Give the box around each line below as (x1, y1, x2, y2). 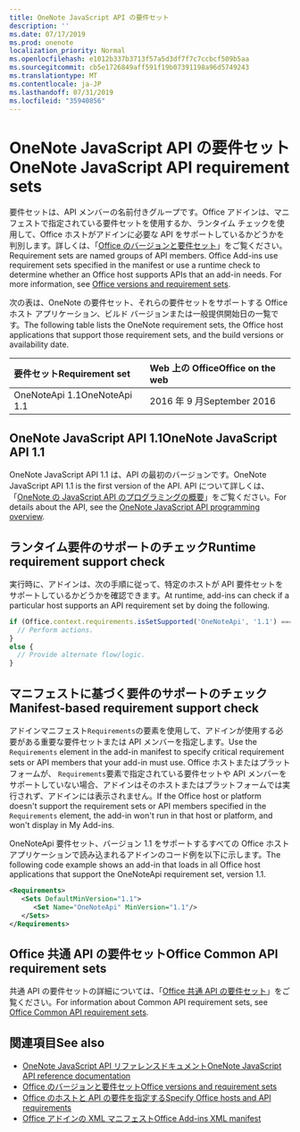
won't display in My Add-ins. (9, 820, 114, 830)
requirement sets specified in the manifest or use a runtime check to (9, 260, 261, 271)
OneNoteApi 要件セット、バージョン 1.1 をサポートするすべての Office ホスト (9, 838, 290, 849)
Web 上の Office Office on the (149, 362, 276, 375)
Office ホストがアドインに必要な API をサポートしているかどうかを (39, 229, 285, 240)
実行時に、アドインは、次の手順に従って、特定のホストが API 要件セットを (9, 579, 284, 589)
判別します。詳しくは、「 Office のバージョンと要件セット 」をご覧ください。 (9, 241, 287, 251)
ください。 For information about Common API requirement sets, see (16, 997, 268, 1008)
